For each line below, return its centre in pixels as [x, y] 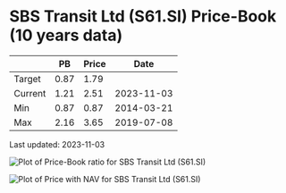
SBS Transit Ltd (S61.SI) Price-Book [143, 17]
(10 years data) [66, 35]
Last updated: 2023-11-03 [57, 144]
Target [28, 79]
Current [30, 93]
